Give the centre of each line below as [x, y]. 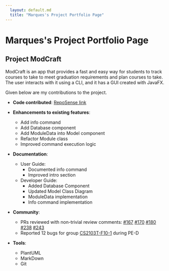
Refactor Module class [44, 139]
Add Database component [48, 128]
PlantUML [31, 253]
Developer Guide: [39, 180]
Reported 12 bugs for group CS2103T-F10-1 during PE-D [80, 233]
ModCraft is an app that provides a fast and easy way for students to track [84, 71]
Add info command [40, 122]
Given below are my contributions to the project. [56, 92]
